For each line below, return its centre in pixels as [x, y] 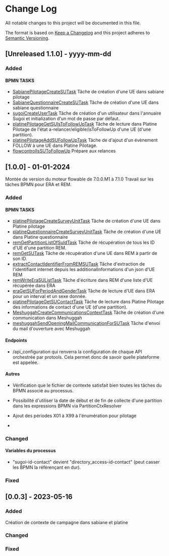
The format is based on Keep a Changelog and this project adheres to [78, 32]
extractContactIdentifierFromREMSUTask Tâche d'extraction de [79, 264]
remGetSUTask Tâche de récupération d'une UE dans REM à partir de [85, 253]
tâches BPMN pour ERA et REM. [38, 184]
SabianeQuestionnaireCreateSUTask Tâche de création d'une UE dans [86, 102]
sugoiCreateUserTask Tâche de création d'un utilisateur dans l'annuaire [87, 113]
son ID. [20, 258]
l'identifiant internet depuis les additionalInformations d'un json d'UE [84, 270]
